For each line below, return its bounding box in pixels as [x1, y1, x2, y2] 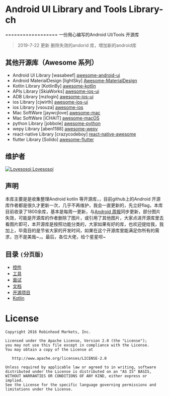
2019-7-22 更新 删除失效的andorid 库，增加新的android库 [17, 42, 137, 48]
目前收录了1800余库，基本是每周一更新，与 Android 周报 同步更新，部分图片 [5, 209, 161, 215]
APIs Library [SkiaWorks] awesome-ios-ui [12, 88, 100, 94]
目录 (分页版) [5, 250, 44, 258]
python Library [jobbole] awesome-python [12, 120, 101, 126]
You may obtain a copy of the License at [5, 347, 94, 352]
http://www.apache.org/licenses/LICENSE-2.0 [12, 356, 107, 361]
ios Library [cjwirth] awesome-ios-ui [12, 99, 88, 105]
